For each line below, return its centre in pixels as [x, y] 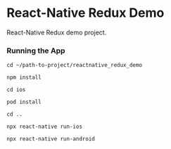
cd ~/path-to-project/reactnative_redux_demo [74, 65]
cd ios [16, 90]
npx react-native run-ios [44, 127]
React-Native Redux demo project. [57, 32]
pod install [24, 102]
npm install [24, 78]
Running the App [36, 51]
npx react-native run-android [51, 139]
